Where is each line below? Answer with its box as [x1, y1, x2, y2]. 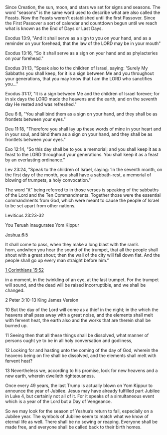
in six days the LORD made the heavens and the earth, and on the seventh [5, 96, 158, 102]
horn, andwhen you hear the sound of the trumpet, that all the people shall [5, 247, 158, 253]
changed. [5, 287, 25, 293]
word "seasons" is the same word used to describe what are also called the [5, 9, 161, 15]
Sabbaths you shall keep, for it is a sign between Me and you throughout [5, 70, 154, 76]
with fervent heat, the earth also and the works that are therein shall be [5, 317, 151, 323]
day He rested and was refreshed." [5, 101, 77, 107]
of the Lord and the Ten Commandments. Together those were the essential [5, 192, 161, 198]
